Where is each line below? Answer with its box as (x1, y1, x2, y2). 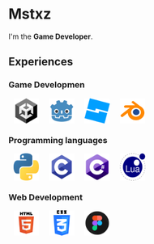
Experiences (8, 55, 74, 69)
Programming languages (8, 134, 108, 145)
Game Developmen (8, 79, 85, 90)
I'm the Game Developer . (8, 32, 93, 41)
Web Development (8, 191, 83, 203)
